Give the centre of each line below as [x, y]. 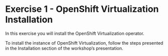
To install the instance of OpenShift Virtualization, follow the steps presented [84, 43]
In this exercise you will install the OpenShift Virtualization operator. [75, 33]
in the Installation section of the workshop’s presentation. [64, 48]
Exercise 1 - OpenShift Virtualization [82, 9]
